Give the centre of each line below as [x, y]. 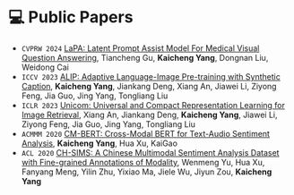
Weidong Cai [45, 67]
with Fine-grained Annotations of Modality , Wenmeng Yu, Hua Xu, [143, 162]
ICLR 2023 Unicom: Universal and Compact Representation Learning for [153, 105]
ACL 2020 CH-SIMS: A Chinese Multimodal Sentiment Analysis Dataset [150, 152]
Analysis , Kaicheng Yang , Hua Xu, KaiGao [99, 143]
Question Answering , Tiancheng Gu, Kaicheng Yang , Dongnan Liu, [145, 57]
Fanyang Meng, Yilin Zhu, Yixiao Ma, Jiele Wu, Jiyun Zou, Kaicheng [147, 172]
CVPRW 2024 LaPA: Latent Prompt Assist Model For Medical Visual [140, 48]
